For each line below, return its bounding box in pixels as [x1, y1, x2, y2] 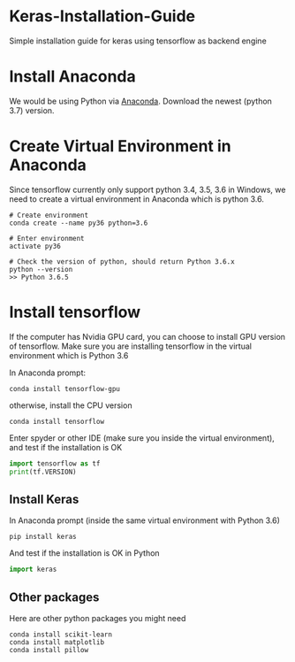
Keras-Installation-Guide [9, 6, 196, 27]
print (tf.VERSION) [9, 467, 77, 476]
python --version [9, 265, 73, 273]
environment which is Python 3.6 [9, 350, 129, 360]
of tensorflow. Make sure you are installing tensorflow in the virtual [9, 341, 252, 351]
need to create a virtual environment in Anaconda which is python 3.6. [9, 193, 265, 204]
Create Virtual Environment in [9, 136, 231, 157]
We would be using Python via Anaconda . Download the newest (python [9, 96, 272, 106]
